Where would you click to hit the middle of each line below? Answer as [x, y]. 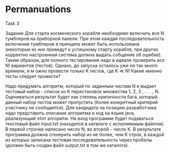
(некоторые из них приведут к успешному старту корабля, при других [82, 49]
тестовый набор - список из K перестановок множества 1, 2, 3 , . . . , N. [82, 91]
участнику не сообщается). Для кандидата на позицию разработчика [81, 107]
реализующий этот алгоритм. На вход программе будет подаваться [79, 118]
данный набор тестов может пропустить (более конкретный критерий [82, 102]
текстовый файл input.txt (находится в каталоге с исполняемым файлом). [85, 124]
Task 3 [12, 23]
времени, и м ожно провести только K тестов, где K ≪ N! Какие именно [84, 71]
